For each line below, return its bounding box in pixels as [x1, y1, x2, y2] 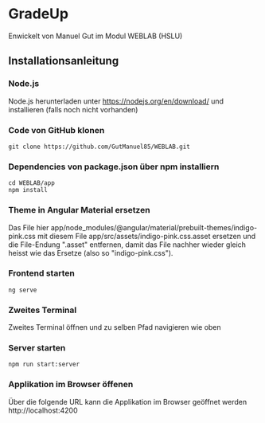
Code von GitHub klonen [8, 124, 105, 135]
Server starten [8, 343, 66, 354]
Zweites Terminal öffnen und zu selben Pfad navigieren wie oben [8, 323, 221, 332]
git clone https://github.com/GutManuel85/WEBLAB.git [8, 143, 191, 151]
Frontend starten [8, 268, 76, 279]
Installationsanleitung [8, 54, 119, 68]
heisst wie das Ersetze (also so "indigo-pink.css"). [8, 248, 173, 257]
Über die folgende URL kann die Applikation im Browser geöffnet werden [8, 397, 247, 406]
